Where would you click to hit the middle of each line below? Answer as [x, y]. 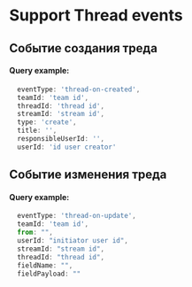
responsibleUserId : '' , [61, 139]
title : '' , [37, 131]
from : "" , [35, 233]
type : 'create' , [47, 122]
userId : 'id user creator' [67, 147]
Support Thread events [96, 16]
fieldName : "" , [45, 265]
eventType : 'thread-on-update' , [77, 216]
